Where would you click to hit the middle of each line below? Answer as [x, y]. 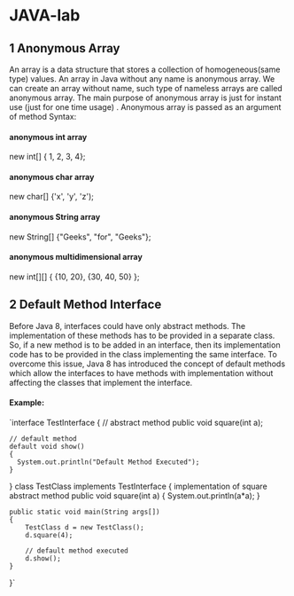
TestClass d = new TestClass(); [85, 527]
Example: [27, 403]
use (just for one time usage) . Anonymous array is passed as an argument [145, 107]
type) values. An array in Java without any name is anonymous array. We [142, 79]
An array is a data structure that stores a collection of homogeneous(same [145, 69]
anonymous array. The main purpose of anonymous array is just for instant [145, 98]
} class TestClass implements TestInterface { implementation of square [138, 486]
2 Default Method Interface [85, 305]
